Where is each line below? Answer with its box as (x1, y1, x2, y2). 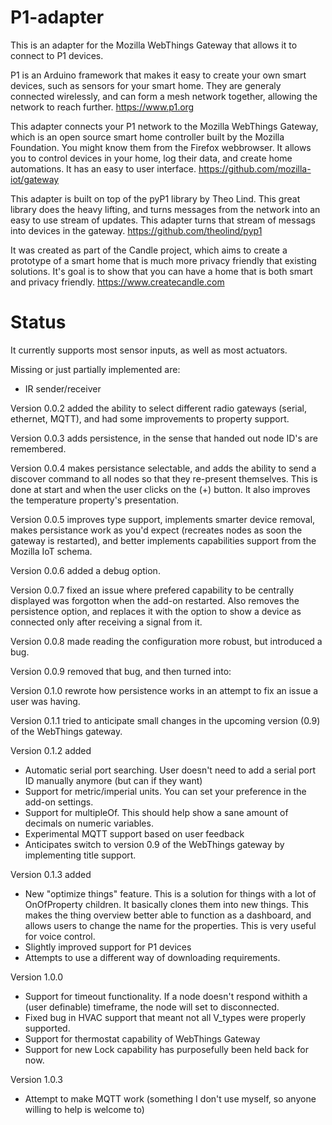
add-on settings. (24, 796, 94, 808)
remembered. (10, 442, 67, 455)
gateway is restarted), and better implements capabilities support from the (10, 534, 317, 546)
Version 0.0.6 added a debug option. (10, 564, 161, 576)
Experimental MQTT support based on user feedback (24, 827, 245, 840)
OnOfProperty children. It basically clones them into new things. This (24, 898, 309, 910)
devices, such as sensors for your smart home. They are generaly (10, 79, 282, 91)
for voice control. (24, 930, 96, 942)
